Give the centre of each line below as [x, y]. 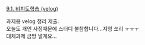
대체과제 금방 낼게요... [31, 36]
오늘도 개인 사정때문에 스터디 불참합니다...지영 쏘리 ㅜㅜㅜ [73, 29]
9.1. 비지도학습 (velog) [32, 9]
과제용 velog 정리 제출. [33, 21]
